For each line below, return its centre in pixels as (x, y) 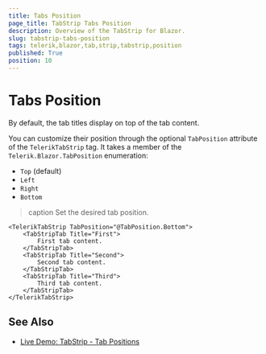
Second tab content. (72, 262)
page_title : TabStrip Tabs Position (70, 23)
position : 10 (30, 61)
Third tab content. (70, 283)
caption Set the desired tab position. (88, 212)
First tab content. (70, 241)
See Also (31, 322)
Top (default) (41, 171)
